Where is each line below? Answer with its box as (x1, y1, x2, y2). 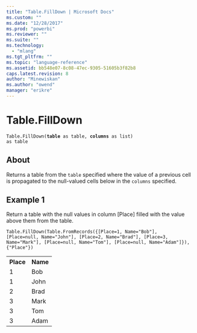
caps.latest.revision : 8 (6, 71, 69, 77)
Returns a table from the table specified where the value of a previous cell (6, 171, 191, 178)
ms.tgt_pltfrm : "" (6, 54, 52, 60)
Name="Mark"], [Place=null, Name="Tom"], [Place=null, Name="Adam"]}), (6, 239, 190, 246)
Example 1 (6, 195, 45, 205)
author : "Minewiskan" (6, 76, 61, 82)
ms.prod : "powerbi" (6, 25, 55, 32)
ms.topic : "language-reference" (6, 59, 87, 65)
